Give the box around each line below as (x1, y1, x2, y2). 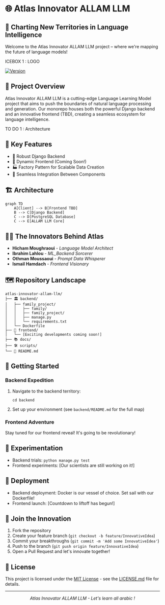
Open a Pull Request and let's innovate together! (12, 548, 110, 555)
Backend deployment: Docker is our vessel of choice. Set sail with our (12, 490, 154, 496)
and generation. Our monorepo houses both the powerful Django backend (5, 106, 155, 111)
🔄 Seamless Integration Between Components (12, 171, 106, 177)
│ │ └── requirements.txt (5, 319, 67, 324)
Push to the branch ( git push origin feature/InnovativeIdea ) (12, 543, 139, 549)
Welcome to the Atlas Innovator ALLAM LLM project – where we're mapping (5, 44, 159, 49)
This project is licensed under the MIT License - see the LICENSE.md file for (5, 576, 159, 582)
